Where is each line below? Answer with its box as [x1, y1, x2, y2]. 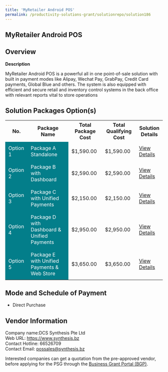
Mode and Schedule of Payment [5, 289, 107, 297]
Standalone [30, 151, 57, 158]
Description [5, 61, 30, 67]
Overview [5, 48, 36, 56]
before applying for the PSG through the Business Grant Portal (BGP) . [5, 361, 148, 367]
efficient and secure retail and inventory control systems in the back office [5, 86, 158, 93]
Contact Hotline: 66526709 [5, 340, 61, 346]
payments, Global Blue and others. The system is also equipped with [5, 81, 146, 87]
